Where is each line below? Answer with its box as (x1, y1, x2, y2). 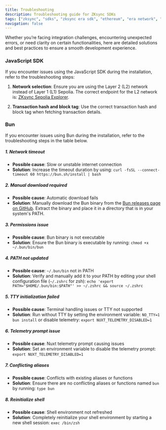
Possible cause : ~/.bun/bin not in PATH (12, 267, 94, 273)
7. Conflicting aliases (5, 362, 49, 368)
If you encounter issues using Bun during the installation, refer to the (5, 132, 145, 138)
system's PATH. (12, 211, 44, 216)
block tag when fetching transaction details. (12, 109, 102, 115)
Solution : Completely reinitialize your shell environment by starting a (12, 414, 152, 420)
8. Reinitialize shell (5, 396, 45, 403)
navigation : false (5, 21, 43, 26)
